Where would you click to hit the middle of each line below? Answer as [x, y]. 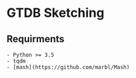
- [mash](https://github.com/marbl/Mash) [68, 67]
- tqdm [16, 61]
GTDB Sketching [56, 13]
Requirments [36, 39]
